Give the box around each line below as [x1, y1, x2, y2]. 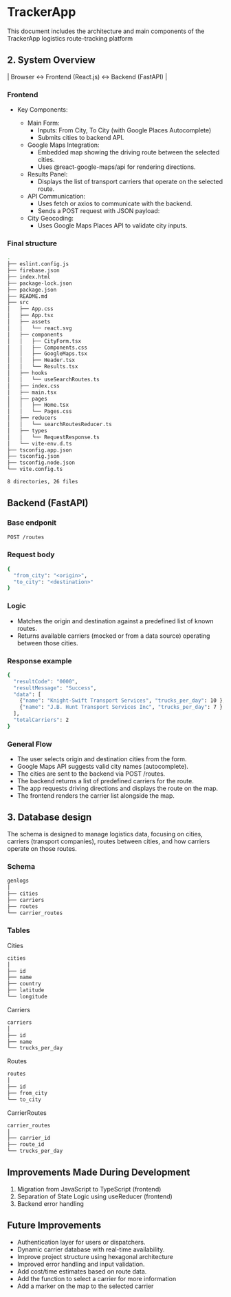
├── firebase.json [7, 267, 60, 274]
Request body [7, 550, 55, 559]
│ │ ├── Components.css [7, 344, 88, 351]
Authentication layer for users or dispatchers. [16, 1238, 146, 1246]
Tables [7, 925, 30, 935]
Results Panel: [27, 170, 68, 179]
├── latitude [7, 987, 45, 994]
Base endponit [7, 518, 57, 527]
